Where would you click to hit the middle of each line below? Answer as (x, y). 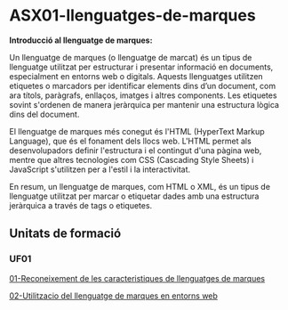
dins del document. (44, 114)
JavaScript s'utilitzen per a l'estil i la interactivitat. (100, 169)
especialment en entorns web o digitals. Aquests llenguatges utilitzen (136, 76)
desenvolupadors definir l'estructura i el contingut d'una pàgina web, (136, 150)
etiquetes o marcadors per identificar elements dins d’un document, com (143, 86)
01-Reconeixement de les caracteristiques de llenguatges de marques (137, 278)
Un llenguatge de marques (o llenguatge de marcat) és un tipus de (131, 57)
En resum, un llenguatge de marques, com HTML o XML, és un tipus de (140, 186)
